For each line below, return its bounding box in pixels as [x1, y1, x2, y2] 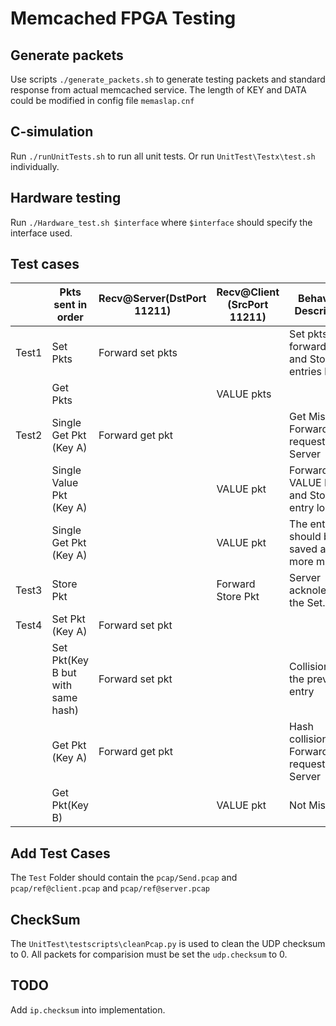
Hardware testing [10, 190, 122, 207]
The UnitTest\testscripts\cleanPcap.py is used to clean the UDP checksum [10, 938, 326, 950]
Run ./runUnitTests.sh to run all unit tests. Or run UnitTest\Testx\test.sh [10, 150, 316, 162]
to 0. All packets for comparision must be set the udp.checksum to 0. [10, 948, 288, 961]
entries [289, 365, 322, 379]
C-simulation [10, 123, 94, 141]
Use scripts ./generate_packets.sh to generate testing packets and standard [10, 73, 326, 85]
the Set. [289, 596, 326, 610]
